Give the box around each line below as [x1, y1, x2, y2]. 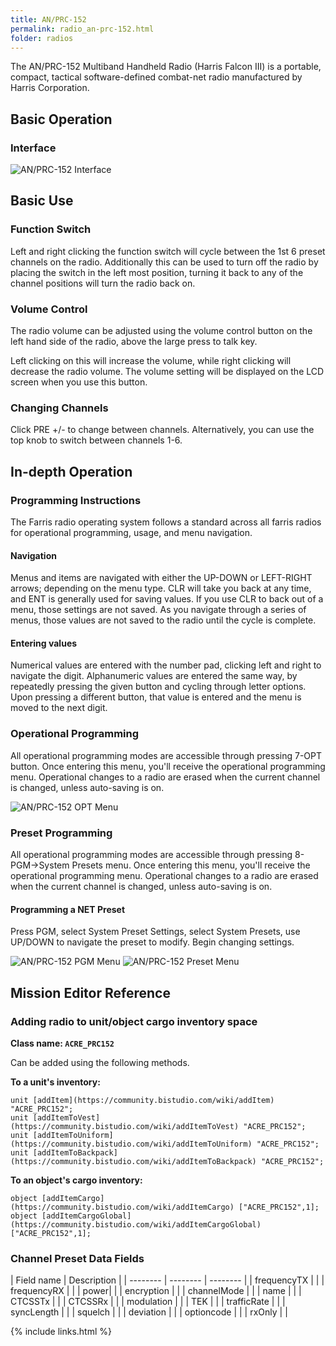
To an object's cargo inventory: [10, 1174, 143, 1186]
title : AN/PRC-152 [10, 14, 87, 25]
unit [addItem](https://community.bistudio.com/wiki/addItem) [10, 1095, 275, 1105]
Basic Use [10, 192, 74, 210]
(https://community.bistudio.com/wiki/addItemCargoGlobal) [10, 1219, 262, 1230]
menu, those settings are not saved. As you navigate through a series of [10, 604, 307, 616]
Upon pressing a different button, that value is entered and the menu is [10, 691, 302, 703]
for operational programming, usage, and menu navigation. [10, 527, 253, 539]
